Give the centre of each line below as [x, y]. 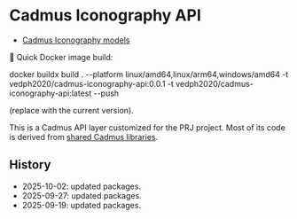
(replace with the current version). [72, 110]
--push [106, 93]
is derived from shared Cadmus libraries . [83, 137]
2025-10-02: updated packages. [82, 186]
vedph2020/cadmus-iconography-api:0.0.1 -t [92, 83]
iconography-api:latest [51, 93]
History [30, 165]
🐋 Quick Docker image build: [61, 57]
